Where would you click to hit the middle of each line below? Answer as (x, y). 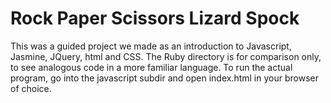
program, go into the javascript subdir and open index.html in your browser (164, 78)
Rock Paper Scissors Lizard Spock (155, 18)
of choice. (31, 88)
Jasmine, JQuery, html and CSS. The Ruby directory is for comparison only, (166, 56)
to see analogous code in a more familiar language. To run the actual (151, 67)
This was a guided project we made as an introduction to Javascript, (151, 46)
